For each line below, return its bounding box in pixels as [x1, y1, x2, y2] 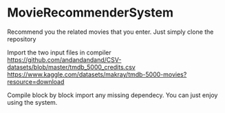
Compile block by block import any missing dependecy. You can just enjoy [7, 91, 218, 99]
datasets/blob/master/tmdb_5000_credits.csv [7, 63, 136, 71]
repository [7, 34, 36, 43]
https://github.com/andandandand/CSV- [7, 55, 122, 63]
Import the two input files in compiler [7, 48, 111, 56]
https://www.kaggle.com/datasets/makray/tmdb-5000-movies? [7, 70, 187, 79]
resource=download [7, 77, 65, 85]
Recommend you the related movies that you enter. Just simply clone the [7, 28, 214, 36]
